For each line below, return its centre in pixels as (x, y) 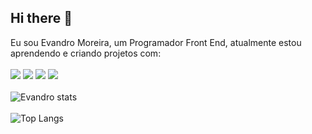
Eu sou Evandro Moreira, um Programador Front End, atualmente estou (156, 42)
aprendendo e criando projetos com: (86, 53)
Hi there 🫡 (41, 18)
